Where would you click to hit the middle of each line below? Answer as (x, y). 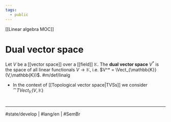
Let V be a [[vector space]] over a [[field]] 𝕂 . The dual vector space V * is (82, 64)
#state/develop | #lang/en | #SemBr (43, 114)
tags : (11, 10)
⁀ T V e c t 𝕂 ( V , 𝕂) (28, 91)
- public (19, 15)
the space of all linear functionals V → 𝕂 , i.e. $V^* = (60, 70)
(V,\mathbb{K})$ (23, 75)
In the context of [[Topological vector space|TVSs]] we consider (80, 85)
